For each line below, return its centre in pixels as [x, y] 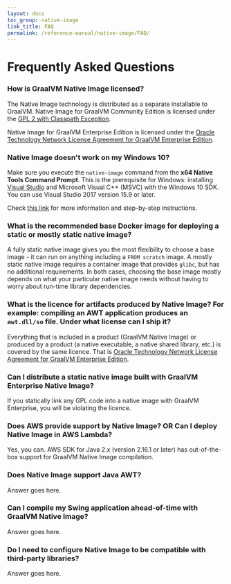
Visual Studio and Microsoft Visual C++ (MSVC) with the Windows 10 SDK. [113, 187]
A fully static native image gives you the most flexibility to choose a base [111, 249]
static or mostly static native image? [70, 234]
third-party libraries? [43, 558]
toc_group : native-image [43, 20]
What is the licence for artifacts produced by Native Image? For [116, 304]
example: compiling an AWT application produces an [98, 313]
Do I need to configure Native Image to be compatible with [107, 549]
